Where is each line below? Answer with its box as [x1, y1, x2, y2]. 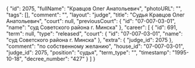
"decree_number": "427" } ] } [24, 56, 96, 62]
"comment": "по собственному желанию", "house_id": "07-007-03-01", [6, 43, 184, 50]
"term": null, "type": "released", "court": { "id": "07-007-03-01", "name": [6, 30, 183, 37]
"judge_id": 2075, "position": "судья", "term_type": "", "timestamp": [6, 49, 171, 56]
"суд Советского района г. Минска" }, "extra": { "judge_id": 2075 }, [6, 37, 174, 43]
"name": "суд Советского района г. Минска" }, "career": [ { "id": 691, [6, 24, 178, 31]
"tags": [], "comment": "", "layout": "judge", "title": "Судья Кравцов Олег [6, 11, 185, 18]
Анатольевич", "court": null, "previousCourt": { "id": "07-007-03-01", [6, 18, 176, 24]
